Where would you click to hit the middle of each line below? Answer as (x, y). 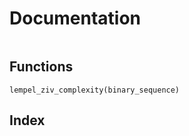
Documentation (75, 18)
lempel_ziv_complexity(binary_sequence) (95, 90)
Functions (41, 67)
